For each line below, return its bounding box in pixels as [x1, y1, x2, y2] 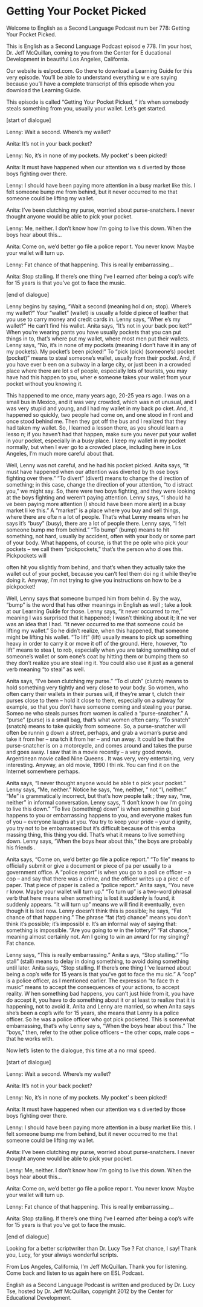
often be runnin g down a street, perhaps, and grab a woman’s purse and [6, 729, 188, 736]
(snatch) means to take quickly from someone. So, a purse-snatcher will [6, 722, 186, 729]
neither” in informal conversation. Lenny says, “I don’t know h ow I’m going [6, 799, 193, 806]
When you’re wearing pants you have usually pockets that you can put [6, 328, 181, 336]
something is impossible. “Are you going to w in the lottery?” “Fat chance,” [6, 927, 192, 934]
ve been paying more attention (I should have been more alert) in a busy [6, 500, 186, 507]
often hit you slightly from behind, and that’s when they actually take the [6, 563, 185, 571]
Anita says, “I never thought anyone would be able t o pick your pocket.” [6, 779, 186, 786]
